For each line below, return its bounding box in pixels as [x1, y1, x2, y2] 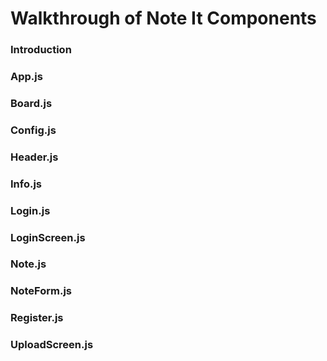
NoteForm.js [10, 284, 73, 298]
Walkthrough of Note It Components [10, 7, 317, 30]
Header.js [10, 150, 59, 164]
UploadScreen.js [10, 338, 94, 352]
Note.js [10, 257, 47, 271]
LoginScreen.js [10, 230, 86, 244]
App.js [10, 70, 43, 84]
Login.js [10, 203, 51, 217]
